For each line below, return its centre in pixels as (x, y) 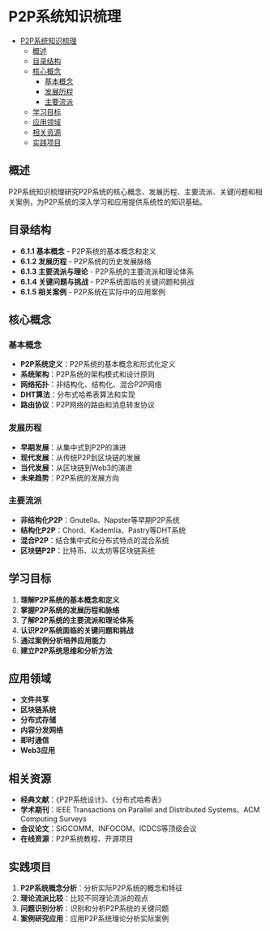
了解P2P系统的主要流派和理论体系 (77, 620)
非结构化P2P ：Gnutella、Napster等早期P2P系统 (100, 520)
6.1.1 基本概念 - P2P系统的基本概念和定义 (88, 251)
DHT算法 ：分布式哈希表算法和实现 (77, 394)
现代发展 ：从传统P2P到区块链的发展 (80, 457)
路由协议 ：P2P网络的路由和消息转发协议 (88, 405)
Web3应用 (37, 750)
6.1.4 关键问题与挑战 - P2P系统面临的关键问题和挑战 (107, 281)
